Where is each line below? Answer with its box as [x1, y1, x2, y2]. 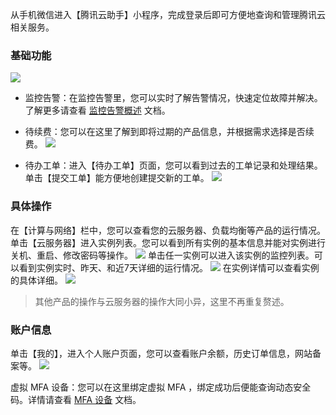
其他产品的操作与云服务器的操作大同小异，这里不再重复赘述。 [34, 295, 290, 307]
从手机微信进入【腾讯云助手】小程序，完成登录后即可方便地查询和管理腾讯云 [10, 9, 326, 20]
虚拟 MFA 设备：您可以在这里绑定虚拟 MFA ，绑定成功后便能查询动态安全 [10, 381, 312, 393]
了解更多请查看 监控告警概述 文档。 [24, 104, 171, 117]
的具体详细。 [10, 274, 63, 286]
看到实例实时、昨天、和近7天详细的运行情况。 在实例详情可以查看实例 [18, 261, 320, 273]
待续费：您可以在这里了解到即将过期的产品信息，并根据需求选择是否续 [24, 126, 315, 138]
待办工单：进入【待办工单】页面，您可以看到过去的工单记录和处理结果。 [24, 159, 323, 172]
